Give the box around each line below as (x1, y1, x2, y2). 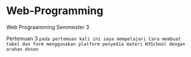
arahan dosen (6, 46, 39, 52)
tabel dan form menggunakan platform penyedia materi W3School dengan (6, 41, 186, 47)
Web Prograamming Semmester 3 (6, 24, 90, 31)
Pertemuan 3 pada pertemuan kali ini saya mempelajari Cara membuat (6, 35, 181, 42)
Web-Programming (6, 4, 103, 18)
